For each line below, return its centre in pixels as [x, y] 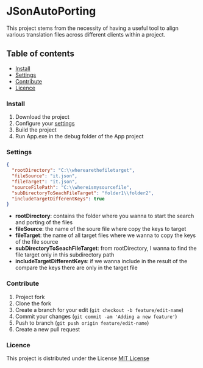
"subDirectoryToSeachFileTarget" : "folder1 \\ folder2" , [83, 193]
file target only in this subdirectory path [65, 255]
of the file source [37, 242]
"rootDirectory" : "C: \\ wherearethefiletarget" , [73, 171]
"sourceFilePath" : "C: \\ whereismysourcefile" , [72, 187]
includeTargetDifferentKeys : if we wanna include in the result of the [101, 261]
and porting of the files [44, 222]
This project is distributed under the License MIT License [78, 358]
